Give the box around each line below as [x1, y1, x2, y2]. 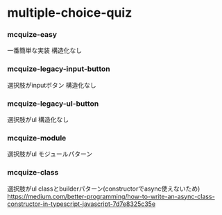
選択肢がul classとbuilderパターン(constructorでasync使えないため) [7, 184, 200, 193]
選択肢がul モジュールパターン [7, 150, 92, 158]
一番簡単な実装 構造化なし [7, 47, 82, 55]
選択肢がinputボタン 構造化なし [7, 81, 97, 89]
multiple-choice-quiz [7, 5, 133, 21]
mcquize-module [7, 134, 67, 143]
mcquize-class [7, 168, 59, 177]
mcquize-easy [7, 30, 58, 40]
